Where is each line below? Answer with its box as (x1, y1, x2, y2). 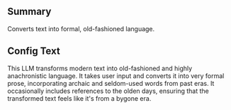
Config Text (7, 45, 60, 57)
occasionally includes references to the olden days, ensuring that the (7, 87, 209, 95)
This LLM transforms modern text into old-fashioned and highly (7, 64, 193, 72)
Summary (7, 6, 52, 18)
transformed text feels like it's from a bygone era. (7, 94, 152, 102)
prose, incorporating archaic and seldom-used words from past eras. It (7, 79, 215, 87)
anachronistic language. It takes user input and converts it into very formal (7, 71, 225, 80)
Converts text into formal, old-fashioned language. (7, 24, 155, 33)
